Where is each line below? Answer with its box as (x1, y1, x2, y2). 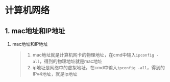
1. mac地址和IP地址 (5, 26, 65, 35)
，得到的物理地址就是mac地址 (39, 58, 103, 64)
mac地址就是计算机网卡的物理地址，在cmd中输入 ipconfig (32, 52, 154, 58)
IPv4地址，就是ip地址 (32, 71, 78, 77)
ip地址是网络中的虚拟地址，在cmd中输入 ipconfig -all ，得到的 (32, 65, 165, 70)
